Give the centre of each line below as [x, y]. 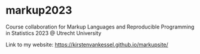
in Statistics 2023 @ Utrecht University [54, 33]
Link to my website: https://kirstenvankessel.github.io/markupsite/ [87, 45]
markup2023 [39, 10]
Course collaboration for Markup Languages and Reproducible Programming [100, 27]
